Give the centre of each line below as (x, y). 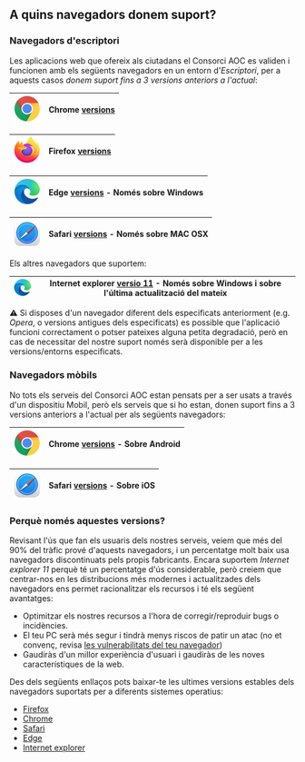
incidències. (45, 625)
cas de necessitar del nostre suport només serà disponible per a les (136, 342)
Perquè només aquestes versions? (88, 520)
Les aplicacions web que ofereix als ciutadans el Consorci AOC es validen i (150, 60)
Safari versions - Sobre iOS (102, 486)
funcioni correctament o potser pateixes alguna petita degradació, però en (149, 332)
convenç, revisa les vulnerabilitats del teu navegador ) (123, 645)
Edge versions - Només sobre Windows (126, 193)
